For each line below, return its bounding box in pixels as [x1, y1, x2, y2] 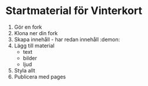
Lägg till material [14, 42, 55, 49]
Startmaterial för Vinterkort [5, 4, 143, 18]
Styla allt [14, 67, 36, 74]
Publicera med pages [14, 73, 66, 80]
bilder [22, 54, 37, 61]
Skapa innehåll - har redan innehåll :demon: [14, 36, 120, 43]
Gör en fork [14, 23, 42, 30]
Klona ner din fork [14, 29, 58, 36]
